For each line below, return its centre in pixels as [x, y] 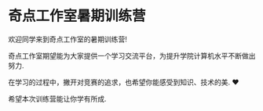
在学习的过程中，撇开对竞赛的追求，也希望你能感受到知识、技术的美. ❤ [124, 82]
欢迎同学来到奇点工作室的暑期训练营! [68, 39]
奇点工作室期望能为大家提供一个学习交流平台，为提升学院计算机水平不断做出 [132, 55]
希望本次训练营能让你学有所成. [58, 98]
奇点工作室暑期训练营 [77, 16]
